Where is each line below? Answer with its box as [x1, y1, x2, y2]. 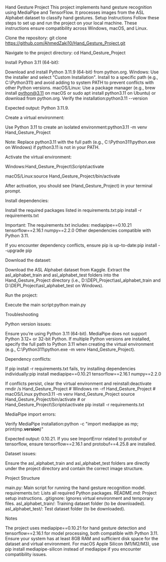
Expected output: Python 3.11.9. [5, 105, 69, 111]
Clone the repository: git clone [5, 35, 67, 41]
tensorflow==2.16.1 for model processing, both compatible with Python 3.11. [5, 530, 159, 536]
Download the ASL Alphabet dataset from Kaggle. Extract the [5, 267, 130, 272]
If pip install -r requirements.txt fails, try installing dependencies [5, 366, 136, 372]
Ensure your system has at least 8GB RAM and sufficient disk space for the [5, 536, 159, 541]
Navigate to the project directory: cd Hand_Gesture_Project [5, 50, 126, 56]
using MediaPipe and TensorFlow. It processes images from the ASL [5, 9, 145, 15]
